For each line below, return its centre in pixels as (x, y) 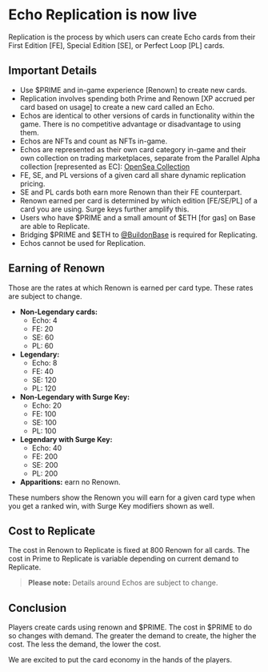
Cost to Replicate (52, 531)
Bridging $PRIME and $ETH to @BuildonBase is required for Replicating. (138, 235)
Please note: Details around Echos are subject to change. (123, 583)
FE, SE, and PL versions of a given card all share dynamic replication (133, 175)
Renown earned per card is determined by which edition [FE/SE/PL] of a (138, 200)
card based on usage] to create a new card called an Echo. (117, 107)
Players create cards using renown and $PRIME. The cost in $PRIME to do (130, 627)
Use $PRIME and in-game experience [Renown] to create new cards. (133, 90)
